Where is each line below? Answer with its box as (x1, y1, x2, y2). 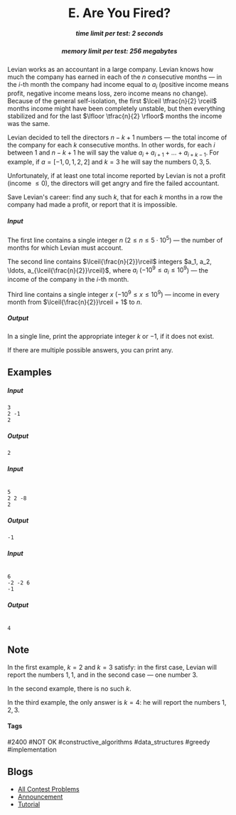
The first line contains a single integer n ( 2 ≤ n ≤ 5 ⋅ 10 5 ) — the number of (7, 235, 223, 244)
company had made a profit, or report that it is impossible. (7, 201, 178, 209)
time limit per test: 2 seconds (75, 28, 163, 37)
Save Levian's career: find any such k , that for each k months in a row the (7, 193, 223, 201)
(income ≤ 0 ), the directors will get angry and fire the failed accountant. (7, 179, 220, 188)
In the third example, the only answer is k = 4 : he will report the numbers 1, (7, 698, 227, 706)
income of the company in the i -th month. (7, 275, 129, 284)
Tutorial (17, 799, 41, 809)
